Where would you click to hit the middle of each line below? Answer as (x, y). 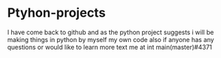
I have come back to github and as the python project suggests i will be (111, 32)
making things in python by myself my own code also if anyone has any (111, 39)
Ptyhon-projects (57, 13)
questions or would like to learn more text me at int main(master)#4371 (110, 47)
